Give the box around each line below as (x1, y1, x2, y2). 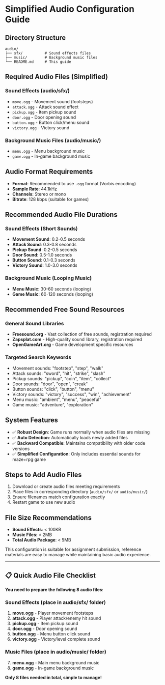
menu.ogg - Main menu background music (12, 659, 100, 665)
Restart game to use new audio (12, 499, 76, 505)
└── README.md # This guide (5, 59, 71, 64)
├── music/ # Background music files (5, 55, 98, 60)
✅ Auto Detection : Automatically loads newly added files (12, 434, 128, 440)
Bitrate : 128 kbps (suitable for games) (12, 196, 89, 202)
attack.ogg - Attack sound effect (12, 104, 79, 110)
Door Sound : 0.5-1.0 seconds (12, 252, 72, 258)
